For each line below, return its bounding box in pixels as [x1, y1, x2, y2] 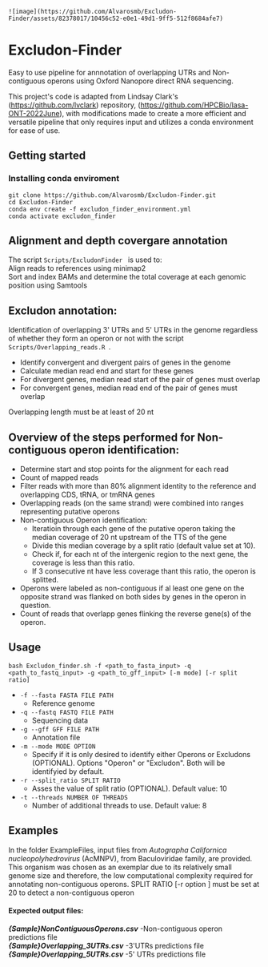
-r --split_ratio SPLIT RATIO [19, 776, 122, 784]
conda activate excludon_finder [8, 212, 116, 220]
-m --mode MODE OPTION [19, 742, 96, 751]
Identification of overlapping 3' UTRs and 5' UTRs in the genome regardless [8, 325, 258, 335]
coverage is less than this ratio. [31, 558, 135, 568]
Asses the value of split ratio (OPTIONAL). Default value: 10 [31, 784, 228, 793]
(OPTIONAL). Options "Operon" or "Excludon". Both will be [31, 758, 226, 768]
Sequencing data [31, 715, 89, 725]
